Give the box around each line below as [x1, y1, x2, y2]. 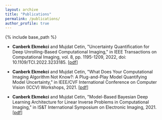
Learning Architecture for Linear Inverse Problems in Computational [12, 99, 149, 105]
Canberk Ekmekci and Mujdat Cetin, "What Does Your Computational [12, 69, 153, 75]
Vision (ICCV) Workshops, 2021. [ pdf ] [12, 84, 89, 91]
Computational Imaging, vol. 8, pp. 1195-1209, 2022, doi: [12, 54, 127, 60]
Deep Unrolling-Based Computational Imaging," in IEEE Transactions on [12, 49, 157, 55]
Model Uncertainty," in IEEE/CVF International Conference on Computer [12, 79, 157, 85]
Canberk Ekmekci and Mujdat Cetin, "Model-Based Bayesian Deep [12, 94, 148, 100]
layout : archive [5, 7, 38, 12]
